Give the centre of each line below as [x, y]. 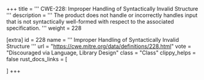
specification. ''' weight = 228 [44, 28]
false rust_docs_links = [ [37, 59]
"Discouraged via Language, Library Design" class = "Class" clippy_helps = [101, 53]
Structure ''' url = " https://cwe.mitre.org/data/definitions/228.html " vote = [99, 46]
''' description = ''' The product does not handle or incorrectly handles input [102, 15]
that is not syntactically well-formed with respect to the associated [90, 22]
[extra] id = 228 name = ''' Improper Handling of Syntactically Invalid [93, 40]
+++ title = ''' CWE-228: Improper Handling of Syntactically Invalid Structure [102, 9]
